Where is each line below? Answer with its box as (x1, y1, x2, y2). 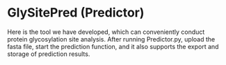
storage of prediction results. (7, 50, 90, 58)
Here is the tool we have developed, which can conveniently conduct (7, 28, 205, 36)
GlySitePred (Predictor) (7, 5, 145, 21)
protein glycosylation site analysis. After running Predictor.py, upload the (7, 35, 216, 43)
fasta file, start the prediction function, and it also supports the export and (7, 42, 219, 50)
